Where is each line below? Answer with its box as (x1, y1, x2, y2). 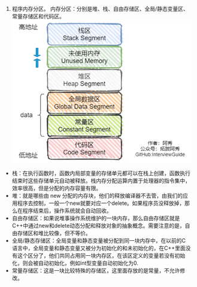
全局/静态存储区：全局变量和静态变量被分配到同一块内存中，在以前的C (11, 237, 186, 244)
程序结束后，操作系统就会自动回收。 (22, 207, 112, 215)
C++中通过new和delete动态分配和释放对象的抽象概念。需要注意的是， (11, 222, 186, 229)
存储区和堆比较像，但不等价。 (17, 229, 91, 237)
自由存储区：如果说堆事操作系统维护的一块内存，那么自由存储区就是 (11, 215, 180, 222)
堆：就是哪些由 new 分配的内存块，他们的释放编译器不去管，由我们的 (11, 192, 183, 200)
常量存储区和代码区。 (11, 13, 65, 20)
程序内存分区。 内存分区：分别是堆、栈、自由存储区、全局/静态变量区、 (11, 5, 189, 12)
